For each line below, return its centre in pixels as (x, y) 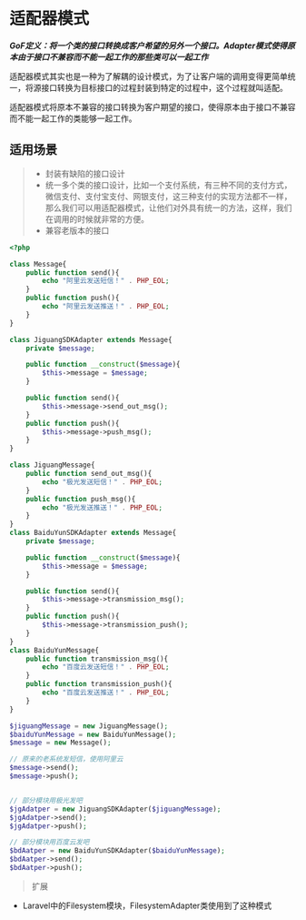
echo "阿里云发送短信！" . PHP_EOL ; (106, 281)
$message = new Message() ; (60, 743)
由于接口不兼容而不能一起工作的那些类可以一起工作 (113, 56)
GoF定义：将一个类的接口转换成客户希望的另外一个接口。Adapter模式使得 (148, 45)
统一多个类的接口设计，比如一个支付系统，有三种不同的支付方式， (168, 185)
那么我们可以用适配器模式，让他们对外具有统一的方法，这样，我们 (168, 207)
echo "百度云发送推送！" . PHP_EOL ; (106, 693)
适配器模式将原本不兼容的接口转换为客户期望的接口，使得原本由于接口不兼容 (153, 106)
